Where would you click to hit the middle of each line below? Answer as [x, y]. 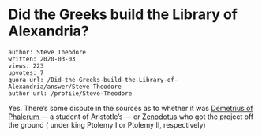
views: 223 [26, 66]
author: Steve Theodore [47, 52]
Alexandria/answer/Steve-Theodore [65, 87]
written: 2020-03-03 [42, 59]
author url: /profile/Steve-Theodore [70, 93]
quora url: [26, 80]
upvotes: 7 [26, 72]
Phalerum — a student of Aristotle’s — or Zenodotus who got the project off [131, 117]
